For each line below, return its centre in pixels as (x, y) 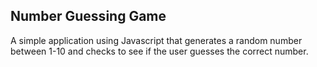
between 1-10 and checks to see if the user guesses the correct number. (159, 51)
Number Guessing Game (88, 16)
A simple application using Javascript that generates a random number (156, 40)
